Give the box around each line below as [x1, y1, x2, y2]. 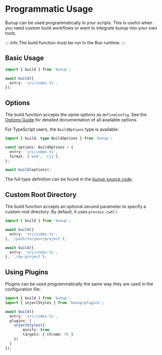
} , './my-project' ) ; [5, 254, 48, 259]
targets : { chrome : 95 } [23, 332, 74, 337]
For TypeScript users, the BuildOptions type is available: [5, 126, 119, 132]
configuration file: [5, 286, 41, 292]
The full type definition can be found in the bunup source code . [5, 176, 134, 182]
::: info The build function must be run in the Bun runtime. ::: [5, 39, 126, 45]
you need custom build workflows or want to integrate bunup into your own [5, 25, 158, 30]
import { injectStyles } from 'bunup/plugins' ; [5, 300, 105, 305]
